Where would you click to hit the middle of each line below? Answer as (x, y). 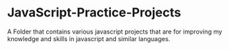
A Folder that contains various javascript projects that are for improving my (115, 32)
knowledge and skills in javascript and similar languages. (89, 38)
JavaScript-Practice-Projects (94, 13)
